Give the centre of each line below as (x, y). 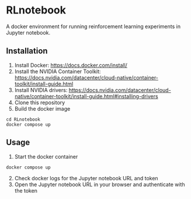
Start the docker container (46, 156)
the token (26, 190)
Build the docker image (42, 108)
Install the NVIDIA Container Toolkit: (58, 71)
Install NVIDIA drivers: (41, 90)
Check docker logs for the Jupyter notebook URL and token (86, 178)
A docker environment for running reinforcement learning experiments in (93, 26)
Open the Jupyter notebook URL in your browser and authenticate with (100, 184)
